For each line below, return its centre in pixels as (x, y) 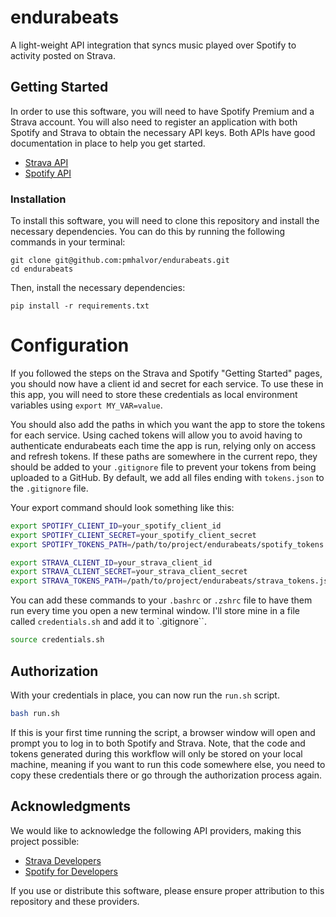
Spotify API (48, 173)
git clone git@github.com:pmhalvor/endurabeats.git (120, 261)
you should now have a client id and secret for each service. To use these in (167, 383)
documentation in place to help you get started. (108, 143)
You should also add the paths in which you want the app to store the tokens (168, 424)
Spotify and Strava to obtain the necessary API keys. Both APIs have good (163, 132)
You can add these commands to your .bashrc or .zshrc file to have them (161, 600)
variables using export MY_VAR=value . (86, 405)
